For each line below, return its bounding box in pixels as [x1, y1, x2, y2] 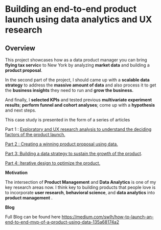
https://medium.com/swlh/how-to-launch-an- [61, 214, 154, 220]
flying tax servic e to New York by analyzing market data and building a [5, 62, 150, 68]
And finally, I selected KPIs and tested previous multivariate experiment [5, 97, 152, 103]
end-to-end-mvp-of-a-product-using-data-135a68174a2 [5, 219, 119, 225]
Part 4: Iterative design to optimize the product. [5, 160, 100, 166]
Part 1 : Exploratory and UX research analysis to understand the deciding [5, 126, 152, 132]
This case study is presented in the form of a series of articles [5, 117, 130, 122]
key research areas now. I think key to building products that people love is [5, 184, 156, 190]
